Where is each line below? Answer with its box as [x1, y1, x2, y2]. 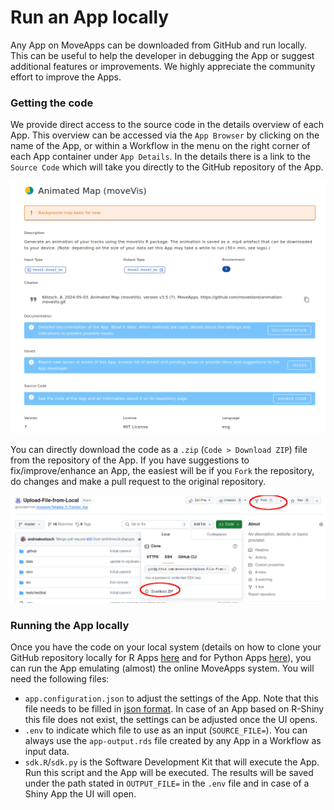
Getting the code [10, 96, 94, 110]
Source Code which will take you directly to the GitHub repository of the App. [10, 161, 324, 173]
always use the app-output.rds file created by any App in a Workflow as [24, 735, 322, 747]
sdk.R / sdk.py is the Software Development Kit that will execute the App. [24, 756, 320, 768]
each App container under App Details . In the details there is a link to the [10, 151, 311, 163]
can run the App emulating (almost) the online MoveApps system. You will [10, 662, 315, 675]
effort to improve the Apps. [10, 71, 122, 83]
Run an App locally [10, 6, 170, 29]
